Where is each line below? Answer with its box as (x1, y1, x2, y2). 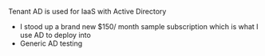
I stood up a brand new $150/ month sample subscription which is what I (19, 22, 259, 31)
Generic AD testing (19, 39, 83, 48)
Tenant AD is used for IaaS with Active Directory (8, 7, 167, 16)
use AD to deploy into (19, 31, 92, 39)
